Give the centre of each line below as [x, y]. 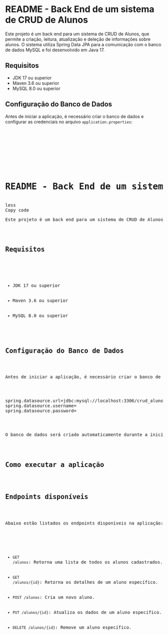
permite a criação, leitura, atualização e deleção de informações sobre [78, 39]
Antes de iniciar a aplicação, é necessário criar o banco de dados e [74, 116]
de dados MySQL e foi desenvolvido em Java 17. [55, 50]
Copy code [17, 210]
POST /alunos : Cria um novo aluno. [53, 597]
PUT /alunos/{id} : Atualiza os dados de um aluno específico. [87, 612]
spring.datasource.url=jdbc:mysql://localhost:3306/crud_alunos [86, 401]
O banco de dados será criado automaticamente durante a [76, 435]
